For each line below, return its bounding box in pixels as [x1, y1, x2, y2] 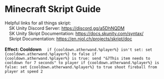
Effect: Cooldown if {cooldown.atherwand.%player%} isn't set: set [4, 46, 153, 52]
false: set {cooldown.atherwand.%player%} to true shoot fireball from [4, 65, 157, 70]
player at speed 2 [4, 69, 43, 74]
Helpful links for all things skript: [4, 20, 71, 26]
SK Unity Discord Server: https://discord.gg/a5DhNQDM [9, 25, 125, 31]
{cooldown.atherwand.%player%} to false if [4, 51, 97, 57]
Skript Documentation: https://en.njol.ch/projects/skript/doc [9, 36, 132, 42]
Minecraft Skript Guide [4, 3, 101, 15]
